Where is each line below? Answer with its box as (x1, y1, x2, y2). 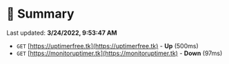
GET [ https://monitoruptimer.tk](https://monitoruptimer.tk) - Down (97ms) (16, 49, 223, 57)
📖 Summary (6, 6, 74, 22)
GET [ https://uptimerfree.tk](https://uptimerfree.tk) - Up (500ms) (16, 42, 199, 50)
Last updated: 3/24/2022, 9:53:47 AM (6, 29, 118, 37)
